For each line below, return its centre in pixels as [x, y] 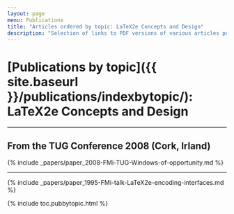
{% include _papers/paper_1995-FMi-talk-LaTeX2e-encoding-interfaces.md [116, 182]
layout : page [26, 14]
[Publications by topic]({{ [82, 67]
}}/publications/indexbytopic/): [100, 97]
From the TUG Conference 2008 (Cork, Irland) [109, 146]
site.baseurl [43, 82]
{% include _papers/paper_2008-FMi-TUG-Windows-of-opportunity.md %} [116, 163]
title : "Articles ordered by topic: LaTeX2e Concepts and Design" [106, 26]
